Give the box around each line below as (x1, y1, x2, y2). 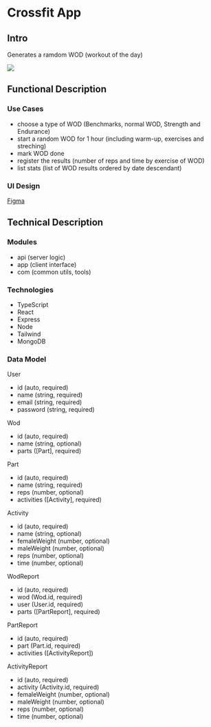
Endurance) (16, 127, 50, 135)
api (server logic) (16, 253, 66, 261)
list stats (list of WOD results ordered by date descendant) (16, 163, 182, 172)
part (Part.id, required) (16, 641, 81, 650)
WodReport (7, 572, 40, 581)
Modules (7, 237, 38, 247)
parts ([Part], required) (16, 447, 82, 455)
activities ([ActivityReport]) (16, 649, 94, 657)
